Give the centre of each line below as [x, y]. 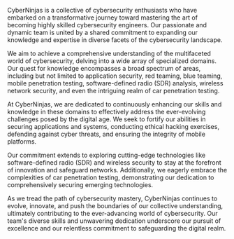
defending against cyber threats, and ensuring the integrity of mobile [107, 134]
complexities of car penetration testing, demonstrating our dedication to [111, 177]
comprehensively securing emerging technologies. [80, 185]
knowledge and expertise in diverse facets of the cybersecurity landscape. [115, 40]
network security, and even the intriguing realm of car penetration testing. [114, 91]
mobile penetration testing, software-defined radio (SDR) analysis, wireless [115, 83]
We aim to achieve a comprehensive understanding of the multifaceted [109, 53]
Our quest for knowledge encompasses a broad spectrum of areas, [104, 68]
